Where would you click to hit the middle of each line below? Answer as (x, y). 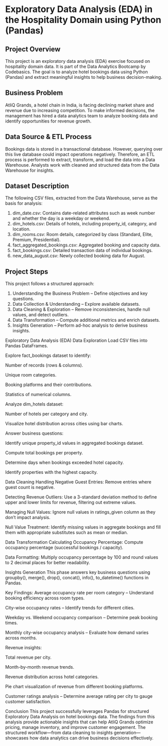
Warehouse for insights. (30, 170)
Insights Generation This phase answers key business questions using (78, 572)
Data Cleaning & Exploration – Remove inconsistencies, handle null (81, 309)
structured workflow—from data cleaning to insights (59, 733)
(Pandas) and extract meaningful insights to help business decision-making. (84, 77)
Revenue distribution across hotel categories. (52, 677)
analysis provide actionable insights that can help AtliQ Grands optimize (79, 722)
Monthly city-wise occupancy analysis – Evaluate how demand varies (77, 633)
